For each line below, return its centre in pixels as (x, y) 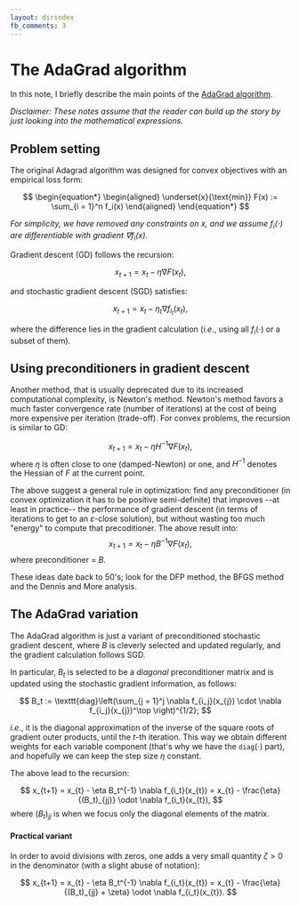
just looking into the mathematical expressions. (97, 121)
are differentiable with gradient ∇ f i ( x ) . (79, 237)
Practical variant (41, 836)
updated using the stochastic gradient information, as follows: (123, 683)
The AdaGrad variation (74, 614)
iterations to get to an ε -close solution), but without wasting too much (138, 519)
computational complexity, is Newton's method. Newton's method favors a (147, 399)
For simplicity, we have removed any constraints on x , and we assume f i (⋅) (147, 225)
